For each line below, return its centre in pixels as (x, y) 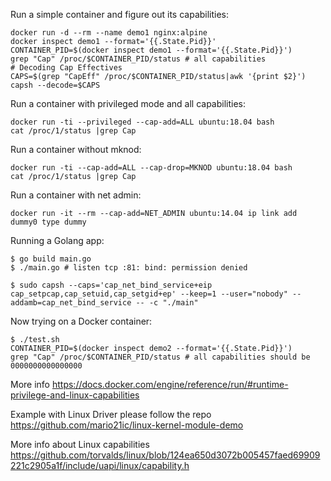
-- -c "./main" (167, 303)
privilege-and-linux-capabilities (75, 395)
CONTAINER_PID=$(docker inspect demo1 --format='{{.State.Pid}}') (151, 50)
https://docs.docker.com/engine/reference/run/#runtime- (170, 384)
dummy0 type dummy (48, 222)
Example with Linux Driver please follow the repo (111, 414)
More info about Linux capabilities (80, 444)
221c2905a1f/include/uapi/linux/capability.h (100, 465)
